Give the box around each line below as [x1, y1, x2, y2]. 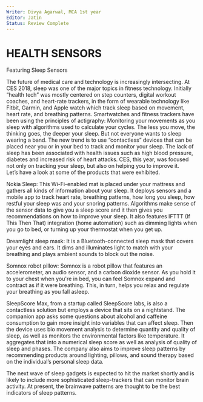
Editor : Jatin [6, 15, 42, 21]
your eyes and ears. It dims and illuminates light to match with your [6, 244, 173, 251]
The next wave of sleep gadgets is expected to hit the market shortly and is [6, 370, 195, 377]
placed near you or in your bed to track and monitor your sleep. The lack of [6, 143, 194, 150]
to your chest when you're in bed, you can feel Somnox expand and [6, 275, 176, 283]
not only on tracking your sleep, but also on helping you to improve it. [6, 162, 180, 170]
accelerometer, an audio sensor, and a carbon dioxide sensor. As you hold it [6, 269, 196, 276]
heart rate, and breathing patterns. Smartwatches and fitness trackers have [6, 111, 195, 118]
